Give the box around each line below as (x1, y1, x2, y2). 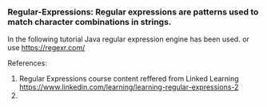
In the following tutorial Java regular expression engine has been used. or (7, 34, 249, 44)
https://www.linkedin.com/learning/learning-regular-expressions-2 (18, 82, 239, 92)
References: (7, 58, 47, 68)
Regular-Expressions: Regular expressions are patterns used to (7, 6, 259, 18)
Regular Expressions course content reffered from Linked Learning (18, 74, 239, 84)
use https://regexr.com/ (7, 43, 86, 53)
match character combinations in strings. (7, 16, 172, 27)
